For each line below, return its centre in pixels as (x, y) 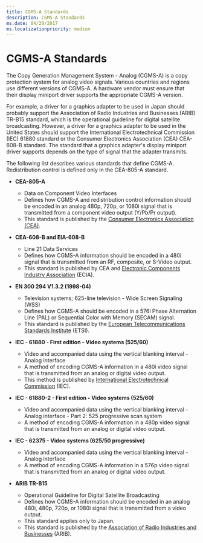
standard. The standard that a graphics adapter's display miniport (105, 145)
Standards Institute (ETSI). (56, 330)
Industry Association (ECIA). (59, 275)
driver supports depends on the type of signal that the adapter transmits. (97, 152)
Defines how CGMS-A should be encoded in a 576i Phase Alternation (110, 311)
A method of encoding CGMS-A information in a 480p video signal (107, 422)
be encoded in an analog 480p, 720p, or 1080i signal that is (98, 206)
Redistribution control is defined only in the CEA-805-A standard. (87, 170)
